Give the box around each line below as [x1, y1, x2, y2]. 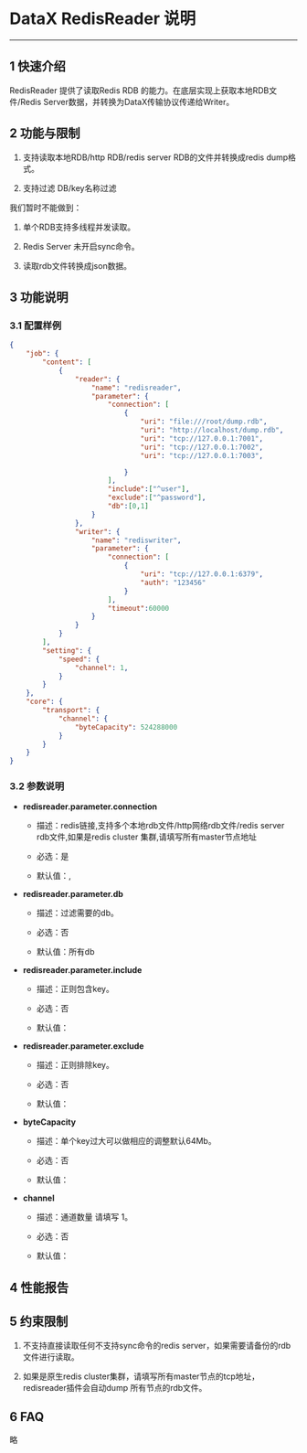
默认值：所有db [36, 946, 95, 957]
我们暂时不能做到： [9, 202, 82, 213]
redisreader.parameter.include [22, 965, 143, 976]
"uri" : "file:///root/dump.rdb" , [140, 417, 268, 426]
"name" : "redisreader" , [90, 383, 182, 392]
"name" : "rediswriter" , [90, 536, 182, 545]
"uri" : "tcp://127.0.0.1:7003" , [140, 451, 263, 460]
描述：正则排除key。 [36, 1060, 114, 1071]
